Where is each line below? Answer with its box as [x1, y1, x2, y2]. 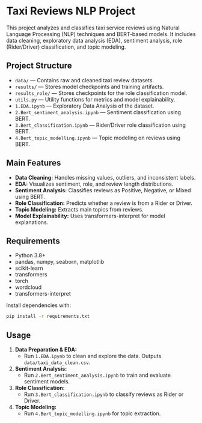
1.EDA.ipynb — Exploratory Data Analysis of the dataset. [14, 102, 155, 109]
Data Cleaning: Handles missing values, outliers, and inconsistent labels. [14, 174, 196, 181]
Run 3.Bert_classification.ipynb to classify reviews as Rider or [23, 391, 184, 398]
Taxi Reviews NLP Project [6, 4, 136, 18]
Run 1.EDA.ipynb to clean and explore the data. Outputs [23, 353, 162, 360]
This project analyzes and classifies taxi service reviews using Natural [6, 24, 180, 31]
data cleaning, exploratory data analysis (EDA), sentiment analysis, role [6, 37, 182, 44]
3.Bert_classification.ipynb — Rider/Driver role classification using [14, 121, 186, 129]
